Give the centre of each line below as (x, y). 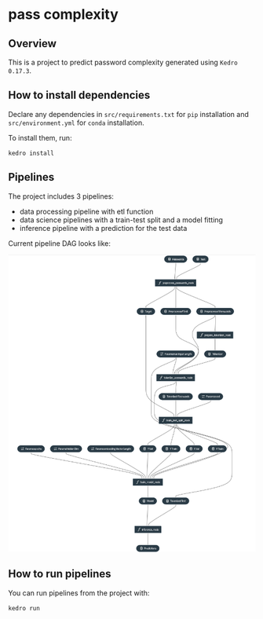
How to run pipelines (60, 574)
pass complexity (64, 15)
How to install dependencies (79, 95)
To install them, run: (40, 137)
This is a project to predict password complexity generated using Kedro (123, 62)
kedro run (24, 608)
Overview (33, 44)
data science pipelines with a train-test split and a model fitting (121, 220)
